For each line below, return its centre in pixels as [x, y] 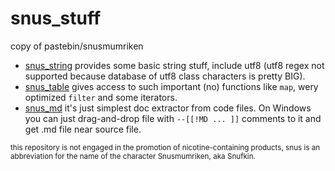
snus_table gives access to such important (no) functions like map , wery [171, 86]
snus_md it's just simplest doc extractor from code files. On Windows [168, 108]
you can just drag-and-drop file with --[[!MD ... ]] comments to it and [173, 118]
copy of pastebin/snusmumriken [77, 46]
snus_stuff [56, 18]
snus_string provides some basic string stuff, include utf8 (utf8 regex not [174, 65]
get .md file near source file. [83, 129]
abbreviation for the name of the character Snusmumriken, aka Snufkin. [133, 156]
